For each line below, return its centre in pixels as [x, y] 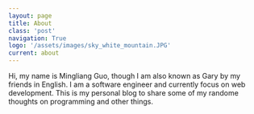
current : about [34, 53]
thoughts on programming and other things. [81, 102]
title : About [30, 23]
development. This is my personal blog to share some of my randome [124, 93]
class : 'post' [32, 31]
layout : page [30, 16]
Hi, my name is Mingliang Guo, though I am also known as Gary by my [124, 76]
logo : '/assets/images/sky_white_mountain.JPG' [90, 46]
